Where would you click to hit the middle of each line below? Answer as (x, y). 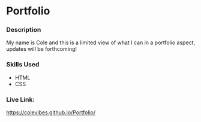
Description (24, 30)
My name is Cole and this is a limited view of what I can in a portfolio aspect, (101, 42)
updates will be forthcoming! (41, 49)
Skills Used (23, 65)
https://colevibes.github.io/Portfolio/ (51, 112)
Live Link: (20, 99)
